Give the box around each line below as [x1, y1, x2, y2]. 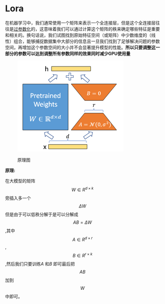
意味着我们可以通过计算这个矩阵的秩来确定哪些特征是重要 [43, 26, 160, 32]
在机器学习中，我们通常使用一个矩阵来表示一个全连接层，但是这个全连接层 [5, 20, 156, 26]
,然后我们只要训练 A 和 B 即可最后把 [5, 261, 75, 267]
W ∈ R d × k [71, 185, 94, 192]
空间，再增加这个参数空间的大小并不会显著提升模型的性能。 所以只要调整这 [5, 44, 156, 50]
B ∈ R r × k [72, 252, 93, 258]
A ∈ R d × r [72, 236, 93, 243]
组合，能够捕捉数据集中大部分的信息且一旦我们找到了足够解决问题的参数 [13, 38, 160, 44]
